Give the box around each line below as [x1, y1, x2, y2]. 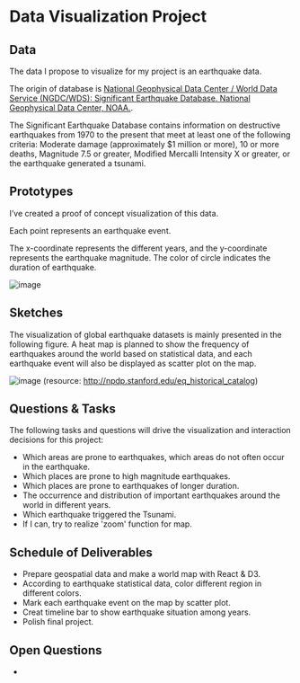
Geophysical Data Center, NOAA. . [9, 102, 134, 113]
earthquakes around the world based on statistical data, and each [9, 348, 253, 359]
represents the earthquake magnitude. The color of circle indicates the [9, 252, 271, 262]
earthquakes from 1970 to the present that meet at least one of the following [9, 129, 291, 140]
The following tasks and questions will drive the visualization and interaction [9, 425, 292, 436]
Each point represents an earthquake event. [9, 225, 172, 235]
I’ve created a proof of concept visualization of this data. [9, 208, 219, 218]
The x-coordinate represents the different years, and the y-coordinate [9, 243, 268, 253]
